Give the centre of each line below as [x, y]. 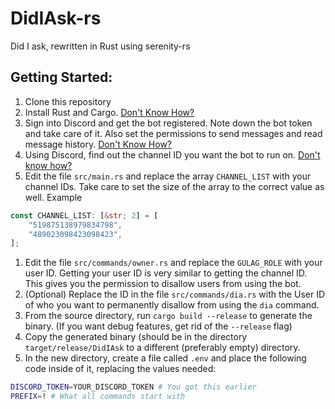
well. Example [53, 197]
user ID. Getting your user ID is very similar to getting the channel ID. [166, 273]
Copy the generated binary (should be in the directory [136, 337]
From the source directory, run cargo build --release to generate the [168, 316]
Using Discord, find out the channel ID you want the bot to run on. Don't [172, 154]
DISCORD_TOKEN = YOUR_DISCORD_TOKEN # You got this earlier [133, 387]
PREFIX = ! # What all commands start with [98, 397]
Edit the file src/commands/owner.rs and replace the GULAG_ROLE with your [173, 263]
